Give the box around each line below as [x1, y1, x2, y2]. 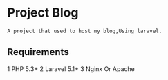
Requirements [7, 46, 69, 58]
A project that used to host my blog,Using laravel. [7, 28, 162, 34]
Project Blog [7, 5, 79, 21]
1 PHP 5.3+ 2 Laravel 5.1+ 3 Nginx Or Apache [7, 64, 135, 73]
